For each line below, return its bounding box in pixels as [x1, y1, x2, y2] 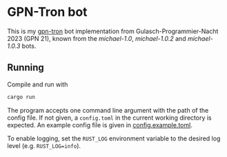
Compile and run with [7, 80, 68, 89]
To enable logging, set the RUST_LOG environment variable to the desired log [7, 134, 221, 142]
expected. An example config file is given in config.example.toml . [7, 120, 193, 129]
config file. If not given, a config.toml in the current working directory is [7, 113, 212, 122]
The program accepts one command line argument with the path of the [7, 106, 209, 114]
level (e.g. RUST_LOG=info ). [7, 141, 81, 149]
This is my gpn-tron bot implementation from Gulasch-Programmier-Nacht [7, 27, 219, 35]
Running [7, 62, 45, 73]
